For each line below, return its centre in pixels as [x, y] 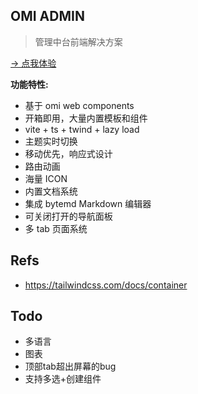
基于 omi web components [79, 105]
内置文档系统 [51, 191]
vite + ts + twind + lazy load [82, 129]
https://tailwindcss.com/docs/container [106, 285]
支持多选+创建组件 [63, 379]
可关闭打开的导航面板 [68, 216]
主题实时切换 [51, 141]
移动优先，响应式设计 [68, 153]
